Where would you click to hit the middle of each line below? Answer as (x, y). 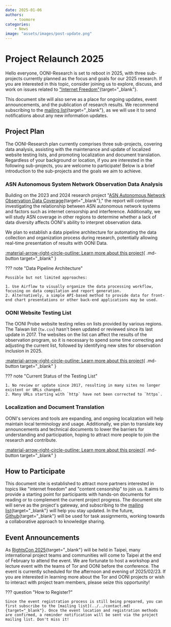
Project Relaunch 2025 (55, 59)
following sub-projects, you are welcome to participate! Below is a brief (80, 165)
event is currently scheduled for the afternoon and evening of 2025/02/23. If (85, 571)
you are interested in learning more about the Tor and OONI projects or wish (85, 577)
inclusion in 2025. (24, 351)
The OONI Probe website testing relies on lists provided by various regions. (84, 324)
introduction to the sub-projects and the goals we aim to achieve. (74, 171)
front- (158, 296)
